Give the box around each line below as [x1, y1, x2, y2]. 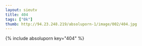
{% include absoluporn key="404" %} [5, 35, 85, 41]
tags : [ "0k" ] [5, 17, 33, 22]
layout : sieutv [5, 7, 38, 13]
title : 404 [5, 12, 28, 17]
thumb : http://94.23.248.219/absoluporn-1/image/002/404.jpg [5, 21, 137, 27]
